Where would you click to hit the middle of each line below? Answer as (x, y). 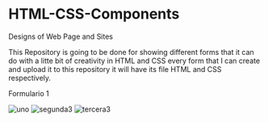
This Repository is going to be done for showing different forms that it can (131, 52)
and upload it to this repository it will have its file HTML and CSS (115, 69)
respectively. (29, 78)
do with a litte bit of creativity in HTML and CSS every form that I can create (134, 61)
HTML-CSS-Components (94, 14)
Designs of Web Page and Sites (61, 36)
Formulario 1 (29, 93)
